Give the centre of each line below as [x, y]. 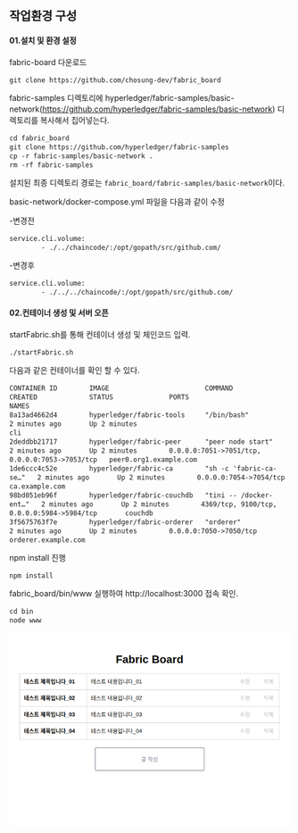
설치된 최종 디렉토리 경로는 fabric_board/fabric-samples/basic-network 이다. [147, 182]
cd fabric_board [39, 138]
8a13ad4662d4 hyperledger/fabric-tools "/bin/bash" [129, 415]
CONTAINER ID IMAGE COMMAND [121, 388]
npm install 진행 [38, 557]
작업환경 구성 [43, 16]
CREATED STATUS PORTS [99, 397]
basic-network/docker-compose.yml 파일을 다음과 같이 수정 [117, 201]
